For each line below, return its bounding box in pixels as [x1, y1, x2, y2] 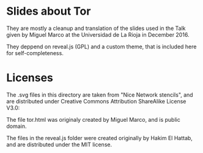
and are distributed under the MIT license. [6, 141, 112, 148]
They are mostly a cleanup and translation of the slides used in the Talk [6, 24, 186, 32]
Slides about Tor [6, 4, 91, 18]
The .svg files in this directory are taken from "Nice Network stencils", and [6, 91, 194, 99]
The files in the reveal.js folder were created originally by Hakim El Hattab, [6, 134, 193, 141]
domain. [6, 122, 27, 130]
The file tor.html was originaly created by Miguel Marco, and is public [6, 116, 180, 123]
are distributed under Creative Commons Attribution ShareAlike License [6, 97, 186, 105]
